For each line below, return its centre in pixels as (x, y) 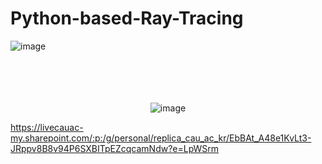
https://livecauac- (47, 127)
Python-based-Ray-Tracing (127, 18)
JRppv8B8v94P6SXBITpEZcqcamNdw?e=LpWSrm (115, 148)
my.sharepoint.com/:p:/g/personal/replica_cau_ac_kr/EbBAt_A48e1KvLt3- (161, 138)
